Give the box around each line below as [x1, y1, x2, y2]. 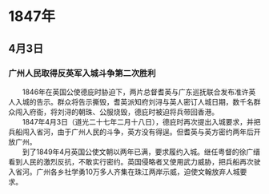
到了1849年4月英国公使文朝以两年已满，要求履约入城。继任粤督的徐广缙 [22, 147, 261, 156]
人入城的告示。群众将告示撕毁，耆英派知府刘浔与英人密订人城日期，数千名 [8, 97, 254, 106]
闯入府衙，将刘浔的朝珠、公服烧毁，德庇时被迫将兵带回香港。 [14, 107, 219, 117]
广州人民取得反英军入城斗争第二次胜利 [8, 67, 156, 78]
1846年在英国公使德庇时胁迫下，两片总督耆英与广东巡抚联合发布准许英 [22, 87, 256, 97]
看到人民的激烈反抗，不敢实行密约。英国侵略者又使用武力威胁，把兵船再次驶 [8, 156, 261, 166]
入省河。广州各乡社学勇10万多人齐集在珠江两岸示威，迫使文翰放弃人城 [8, 167, 240, 176]
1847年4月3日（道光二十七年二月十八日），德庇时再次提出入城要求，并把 [22, 117, 262, 126]
